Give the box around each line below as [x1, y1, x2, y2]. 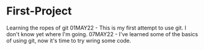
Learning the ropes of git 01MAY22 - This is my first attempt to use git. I [6, 24, 186, 31]
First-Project [6, 4, 72, 18]
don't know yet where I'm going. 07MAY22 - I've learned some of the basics [6, 30, 199, 37]
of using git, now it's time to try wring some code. [6, 37, 131, 44]
